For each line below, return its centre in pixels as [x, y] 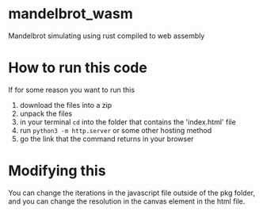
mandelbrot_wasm [71, 14]
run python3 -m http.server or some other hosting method [116, 130]
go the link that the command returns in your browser [107, 139]
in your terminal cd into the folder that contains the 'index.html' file [128, 122]
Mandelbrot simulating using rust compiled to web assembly [107, 36]
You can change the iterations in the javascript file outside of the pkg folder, [132, 193]
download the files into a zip [66, 105]
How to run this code [78, 68]
